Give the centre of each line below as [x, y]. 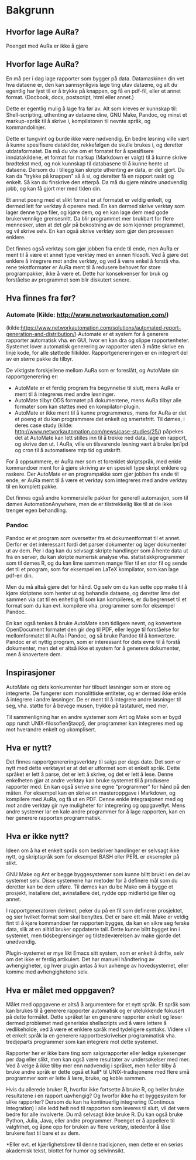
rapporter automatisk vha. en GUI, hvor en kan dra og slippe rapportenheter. [98, 340]
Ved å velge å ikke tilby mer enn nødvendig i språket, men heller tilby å [91, 1066]
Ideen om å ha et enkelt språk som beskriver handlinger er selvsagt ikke [93, 850]
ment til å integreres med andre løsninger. [65, 394]
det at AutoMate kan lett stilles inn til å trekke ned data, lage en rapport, [101, 437]
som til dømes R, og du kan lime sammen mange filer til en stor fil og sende [97, 563]
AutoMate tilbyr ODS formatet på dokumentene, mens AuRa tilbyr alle [98, 400]
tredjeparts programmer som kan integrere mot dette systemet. [82, 1042]
